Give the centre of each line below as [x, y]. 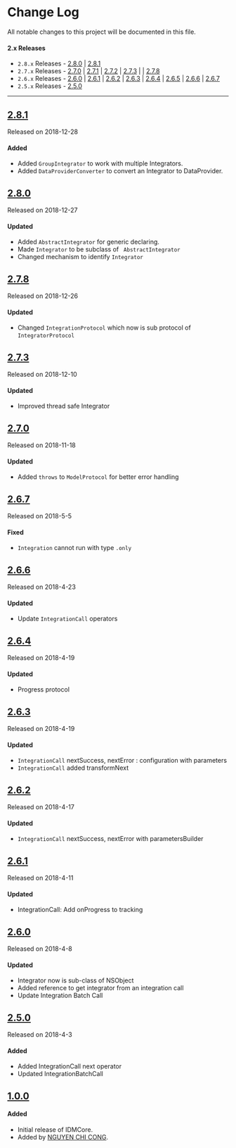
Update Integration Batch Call [60, 996]
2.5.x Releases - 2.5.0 [50, 86]
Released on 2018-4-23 [41, 587]
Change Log [43, 12]
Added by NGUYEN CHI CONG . [63, 1137]
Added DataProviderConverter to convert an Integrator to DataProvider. [120, 171]
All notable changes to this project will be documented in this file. [102, 32]
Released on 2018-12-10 [42, 374]
